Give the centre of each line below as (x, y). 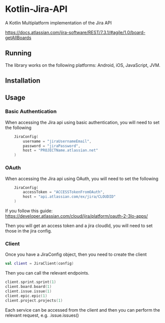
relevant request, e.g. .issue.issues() (42, 315)
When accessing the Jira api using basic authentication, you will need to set (82, 122)
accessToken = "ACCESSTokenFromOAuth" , (64, 192)
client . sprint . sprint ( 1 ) (31, 282)
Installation (23, 81)
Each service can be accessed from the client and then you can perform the (83, 310)
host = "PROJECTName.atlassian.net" (61, 150)
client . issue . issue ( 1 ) (28, 291)
